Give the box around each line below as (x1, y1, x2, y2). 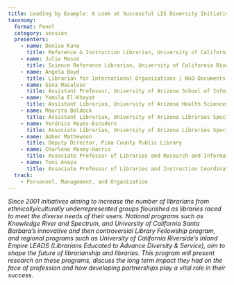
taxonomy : (8, 17, 37, 24)
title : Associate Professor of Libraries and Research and (26, 152, 201, 160)
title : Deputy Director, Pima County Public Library (26, 140, 183, 147)
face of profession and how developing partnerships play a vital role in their (8, 263, 226, 272)
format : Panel (14, 23, 55, 30)
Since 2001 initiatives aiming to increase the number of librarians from (8, 197, 210, 206)
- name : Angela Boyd (20, 68, 80, 75)
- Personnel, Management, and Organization (20, 178, 149, 185)
